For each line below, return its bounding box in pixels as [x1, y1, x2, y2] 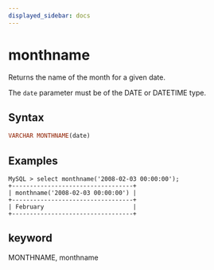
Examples [8, 154, 58, 167]
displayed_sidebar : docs [8, 11, 91, 20]
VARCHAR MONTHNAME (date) [8, 132, 91, 140]
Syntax [8, 111, 45, 124]
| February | [8, 203, 137, 211]
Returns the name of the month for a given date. [8, 72, 165, 82]
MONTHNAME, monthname [8, 252, 99, 262]
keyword [8, 232, 53, 245]
